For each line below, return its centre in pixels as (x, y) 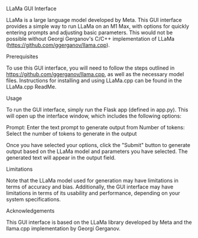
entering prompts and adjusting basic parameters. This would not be (90, 32)
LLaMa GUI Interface (31, 9)
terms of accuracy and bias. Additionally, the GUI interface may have (90, 187)
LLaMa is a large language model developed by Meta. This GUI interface (94, 20)
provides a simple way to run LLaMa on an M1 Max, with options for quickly (98, 26)
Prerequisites (22, 56)
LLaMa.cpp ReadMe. (31, 87)
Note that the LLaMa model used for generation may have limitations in (92, 180)
